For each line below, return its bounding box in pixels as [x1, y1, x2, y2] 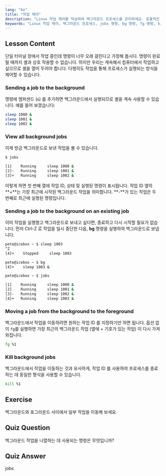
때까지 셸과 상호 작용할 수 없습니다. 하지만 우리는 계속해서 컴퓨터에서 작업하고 [10, 59, 160, 65]
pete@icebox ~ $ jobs [5, 273, 50, 279]
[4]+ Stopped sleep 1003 [5, 251, 72, 256]
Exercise [5, 395, 33, 404]
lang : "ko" [5, 7, 28, 12]
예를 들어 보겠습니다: [15, 102, 55, 108]
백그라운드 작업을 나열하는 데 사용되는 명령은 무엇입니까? [5, 437, 115, 443]
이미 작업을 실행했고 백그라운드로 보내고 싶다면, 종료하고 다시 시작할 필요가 [5, 220, 149, 226]
